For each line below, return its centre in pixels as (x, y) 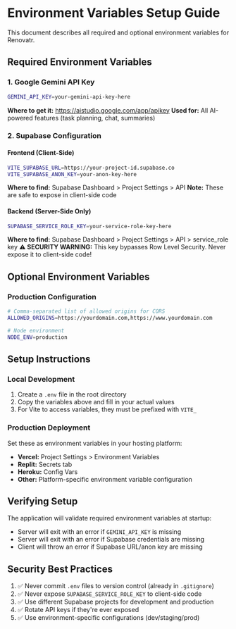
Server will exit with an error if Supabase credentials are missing (111, 540)
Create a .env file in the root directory (72, 394)
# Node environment (36, 330)
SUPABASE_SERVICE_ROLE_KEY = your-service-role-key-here (89, 226)
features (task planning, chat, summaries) (95, 118)
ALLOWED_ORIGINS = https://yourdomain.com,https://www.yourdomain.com (110, 318)
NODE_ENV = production (38, 337)
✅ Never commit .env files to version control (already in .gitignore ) (116, 586)
